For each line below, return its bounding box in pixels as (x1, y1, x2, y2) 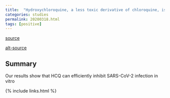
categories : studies (5, 12, 49, 17)
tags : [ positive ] (5, 21, 42, 27)
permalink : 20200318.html (5, 17, 60, 22)
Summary (5, 59, 37, 68)
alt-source (5, 45, 27, 51)
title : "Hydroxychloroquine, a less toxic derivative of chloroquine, (5, 7, 159, 13)
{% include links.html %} (5, 88, 57, 94)
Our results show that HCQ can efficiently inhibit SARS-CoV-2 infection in (5, 73, 158, 79)
